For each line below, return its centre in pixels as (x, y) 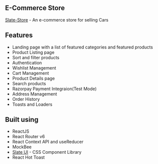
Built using (22, 120)
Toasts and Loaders (32, 104)
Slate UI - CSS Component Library (47, 152)
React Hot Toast (28, 157)
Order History (26, 99)
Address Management (35, 94)
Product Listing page (33, 52)
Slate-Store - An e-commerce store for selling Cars (57, 20)
